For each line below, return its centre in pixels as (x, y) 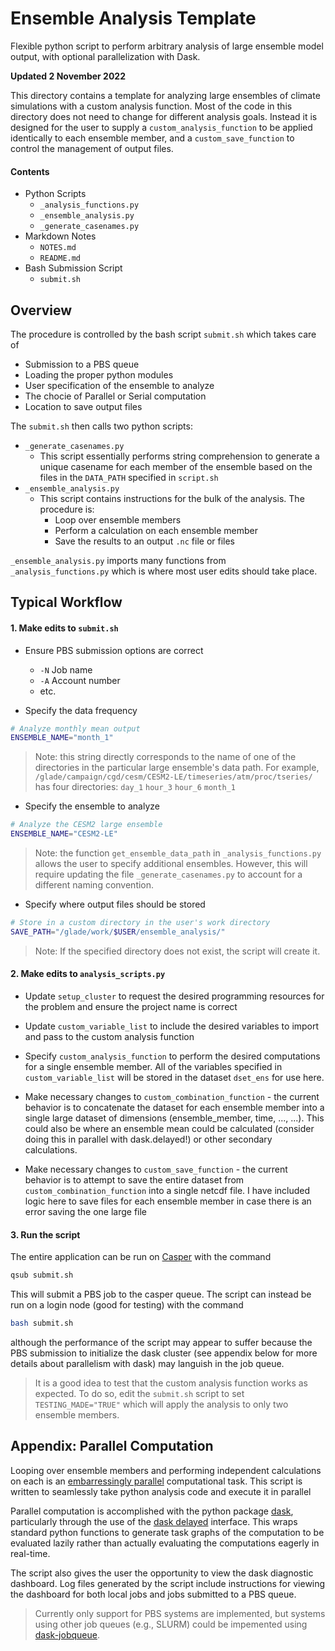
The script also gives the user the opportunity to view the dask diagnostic (162, 1573)
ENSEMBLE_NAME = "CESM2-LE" (64, 834)
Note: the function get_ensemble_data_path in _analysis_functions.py (178, 853)
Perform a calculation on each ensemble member (156, 530)
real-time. (30, 1553)
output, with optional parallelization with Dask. (105, 56)
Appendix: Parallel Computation (112, 1446)
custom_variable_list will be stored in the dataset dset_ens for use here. (174, 1077)
